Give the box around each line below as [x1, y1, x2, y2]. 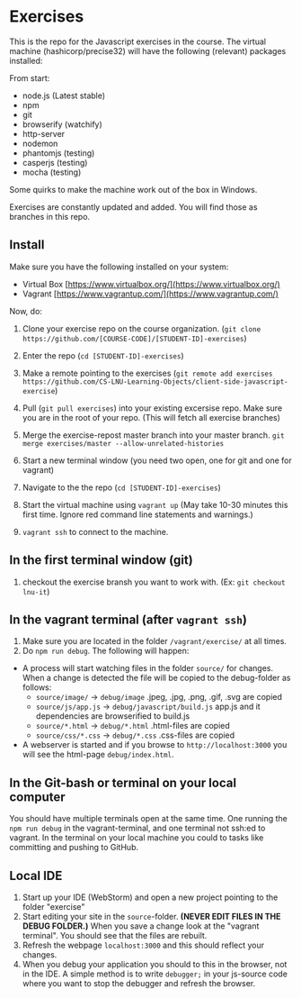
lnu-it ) [22, 585, 50, 596]
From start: [9, 72, 50, 83]
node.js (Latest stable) [22, 90, 106, 101]
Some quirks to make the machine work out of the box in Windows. [9, 184, 258, 195]
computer [9, 789, 66, 804]
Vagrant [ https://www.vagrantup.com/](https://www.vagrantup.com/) [22, 288, 279, 299]
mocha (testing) [22, 167, 82, 177]
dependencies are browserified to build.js [35, 711, 190, 721]
